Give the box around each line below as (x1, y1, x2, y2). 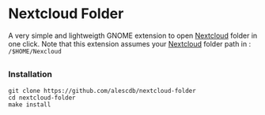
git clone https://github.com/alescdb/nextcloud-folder (8, 87, 196, 95)
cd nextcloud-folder (8, 94, 77, 102)
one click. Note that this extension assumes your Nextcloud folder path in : (8, 39, 252, 48)
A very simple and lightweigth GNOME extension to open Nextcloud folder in (8, 31, 258, 40)
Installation (8, 69, 53, 80)
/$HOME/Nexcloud (8, 47, 62, 55)
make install (8, 100, 51, 109)
